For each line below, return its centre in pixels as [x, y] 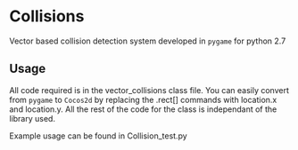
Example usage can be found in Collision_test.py [98, 136]
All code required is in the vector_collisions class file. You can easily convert [149, 90]
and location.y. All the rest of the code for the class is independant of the [143, 109]
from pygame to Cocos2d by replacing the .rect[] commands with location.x [143, 99]
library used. [33, 118]
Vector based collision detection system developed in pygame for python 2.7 [148, 41]
